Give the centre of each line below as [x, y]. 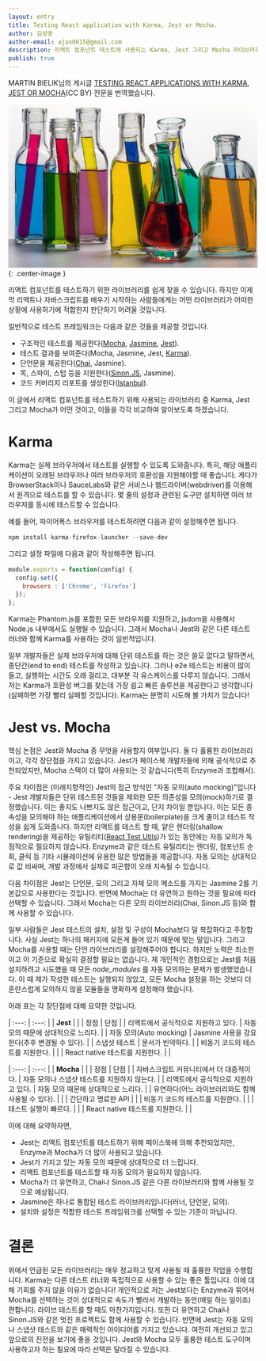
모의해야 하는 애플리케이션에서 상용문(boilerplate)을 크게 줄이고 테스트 [138, 817]
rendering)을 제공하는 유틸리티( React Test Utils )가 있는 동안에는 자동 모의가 [126, 837]
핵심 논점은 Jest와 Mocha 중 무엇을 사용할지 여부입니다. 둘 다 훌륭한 [114, 751]
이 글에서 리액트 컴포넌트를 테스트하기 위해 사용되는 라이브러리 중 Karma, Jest [129, 399]
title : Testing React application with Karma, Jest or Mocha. [113, 25]
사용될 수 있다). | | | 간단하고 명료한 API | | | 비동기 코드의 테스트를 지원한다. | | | [131, 1099]
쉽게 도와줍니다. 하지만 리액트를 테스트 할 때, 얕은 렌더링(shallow [123, 827]
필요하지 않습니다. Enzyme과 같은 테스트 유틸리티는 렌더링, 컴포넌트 [140, 846]
